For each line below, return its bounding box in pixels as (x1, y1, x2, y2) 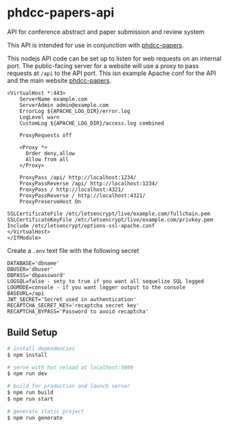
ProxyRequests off (19, 132, 72, 139)
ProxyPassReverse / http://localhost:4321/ (19, 192, 146, 199)
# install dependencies (7, 345, 76, 352)
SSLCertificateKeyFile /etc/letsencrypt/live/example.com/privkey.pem (7, 216, 214, 223)
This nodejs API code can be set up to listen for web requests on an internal (7, 54, 222, 63)
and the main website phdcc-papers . (7, 76, 112, 84)
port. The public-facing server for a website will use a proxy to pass (7, 61, 199, 70)
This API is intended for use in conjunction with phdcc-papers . (7, 41, 184, 49)
